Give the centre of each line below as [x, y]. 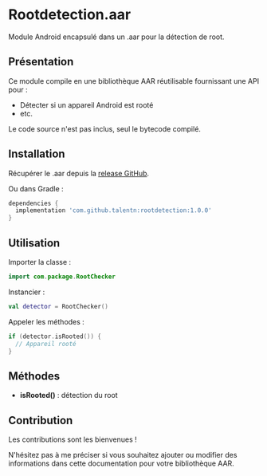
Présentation [41, 62]
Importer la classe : [40, 262]
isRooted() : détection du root [69, 395]
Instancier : [27, 292]
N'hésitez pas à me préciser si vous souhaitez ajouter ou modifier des [123, 455]
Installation [37, 154]
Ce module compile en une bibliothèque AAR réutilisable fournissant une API [134, 81]
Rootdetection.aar [70, 15]
